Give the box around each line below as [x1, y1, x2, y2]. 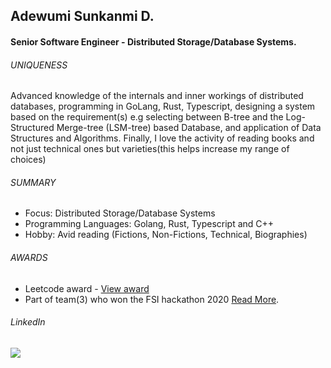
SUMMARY [10, 176, 57, 188]
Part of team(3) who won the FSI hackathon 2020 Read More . [24, 293, 280, 305]
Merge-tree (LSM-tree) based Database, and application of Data [56, 122, 322, 134]
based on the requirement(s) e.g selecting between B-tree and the [10, 111, 284, 123]
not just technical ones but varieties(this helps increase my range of [10, 143, 290, 155]
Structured [10, 122, 55, 134]
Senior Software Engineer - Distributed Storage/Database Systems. [10, 35, 297, 48]
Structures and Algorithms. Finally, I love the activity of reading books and [10, 132, 315, 144]
